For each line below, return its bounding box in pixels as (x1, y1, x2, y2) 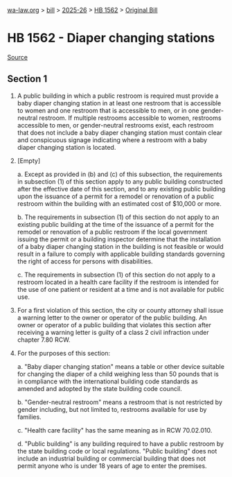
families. (17, 413, 42, 421)
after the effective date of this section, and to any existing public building (17, 184, 226, 193)
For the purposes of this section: (17, 349, 111, 357)
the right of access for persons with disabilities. (17, 257, 154, 266)
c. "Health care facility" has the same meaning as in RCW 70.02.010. (17, 426, 213, 434)
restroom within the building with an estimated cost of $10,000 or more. (17, 199, 222, 207)
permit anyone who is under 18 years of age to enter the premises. (17, 461, 207, 470)
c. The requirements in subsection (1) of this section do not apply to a (17, 270, 216, 279)
